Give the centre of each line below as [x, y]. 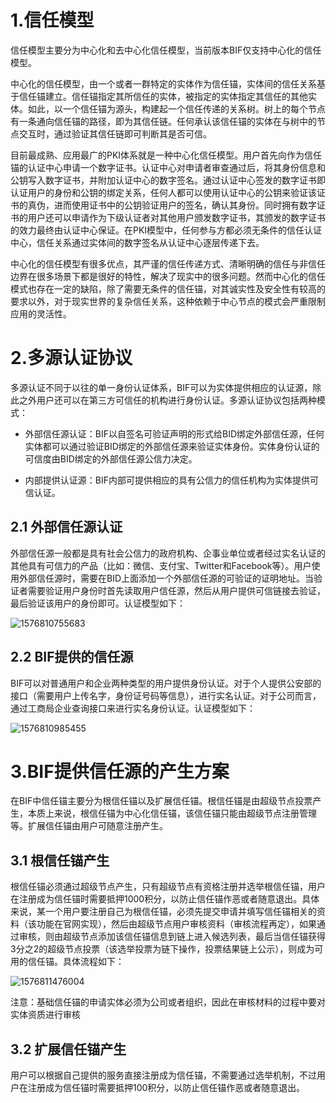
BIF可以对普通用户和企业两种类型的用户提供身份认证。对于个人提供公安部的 [166, 683]
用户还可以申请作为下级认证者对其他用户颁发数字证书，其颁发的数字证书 [176, 217]
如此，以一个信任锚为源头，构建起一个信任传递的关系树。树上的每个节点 [176, 108]
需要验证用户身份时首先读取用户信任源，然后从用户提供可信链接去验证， [176, 590]
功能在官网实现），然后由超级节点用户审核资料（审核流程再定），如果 [176, 924]
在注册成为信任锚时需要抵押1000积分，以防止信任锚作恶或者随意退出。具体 [165, 899]
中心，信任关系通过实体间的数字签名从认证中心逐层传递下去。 [137, 242]
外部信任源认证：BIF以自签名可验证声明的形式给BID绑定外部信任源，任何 [174, 433]
